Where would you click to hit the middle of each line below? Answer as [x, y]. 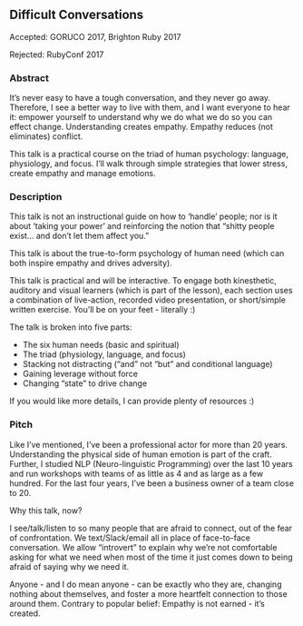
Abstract [29, 78]
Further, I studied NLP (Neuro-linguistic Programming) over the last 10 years [151, 463]
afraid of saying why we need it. [69, 566]
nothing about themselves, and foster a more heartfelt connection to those [148, 593]
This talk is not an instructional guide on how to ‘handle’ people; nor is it [144, 216]
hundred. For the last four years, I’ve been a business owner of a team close [152, 483]
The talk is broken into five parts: [71, 327]
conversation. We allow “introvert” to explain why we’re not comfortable [143, 547]
